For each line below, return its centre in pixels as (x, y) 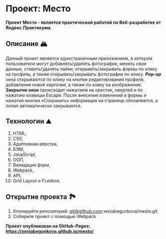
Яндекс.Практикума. (29, 27)
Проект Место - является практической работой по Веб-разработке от (83, 22)
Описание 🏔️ (27, 44)
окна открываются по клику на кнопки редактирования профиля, (75, 79)
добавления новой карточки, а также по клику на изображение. (74, 84)
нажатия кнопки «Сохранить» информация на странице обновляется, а (82, 100)
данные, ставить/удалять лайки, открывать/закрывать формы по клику (82, 69)
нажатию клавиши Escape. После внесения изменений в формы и (76, 95)
